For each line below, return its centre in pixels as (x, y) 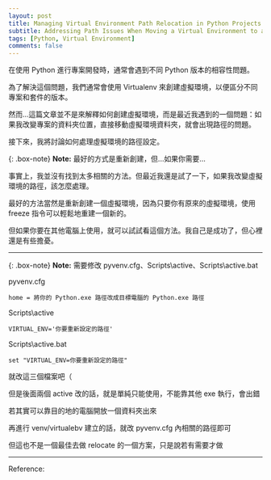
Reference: (27, 469)
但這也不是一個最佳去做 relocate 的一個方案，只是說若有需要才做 (116, 445)
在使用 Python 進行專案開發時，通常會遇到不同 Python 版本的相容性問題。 (131, 70)
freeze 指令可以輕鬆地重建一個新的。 (69, 213)
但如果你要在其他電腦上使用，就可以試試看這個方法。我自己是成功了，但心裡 (135, 230)
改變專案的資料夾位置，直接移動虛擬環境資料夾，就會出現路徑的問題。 (139, 124)
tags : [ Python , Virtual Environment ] (72, 38)
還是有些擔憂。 (33, 241)
